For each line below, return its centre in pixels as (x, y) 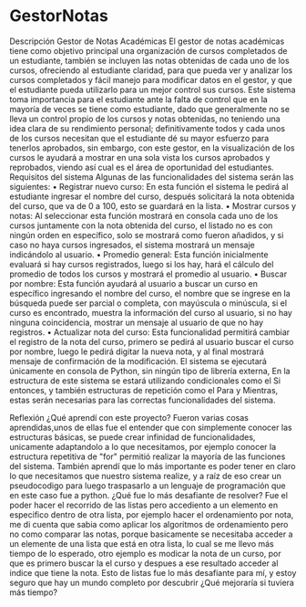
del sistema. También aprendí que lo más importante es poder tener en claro (153, 466)
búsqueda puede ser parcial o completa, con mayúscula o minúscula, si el (148, 303)
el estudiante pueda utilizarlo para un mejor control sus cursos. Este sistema (153, 89)
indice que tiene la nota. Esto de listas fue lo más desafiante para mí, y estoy (153, 572)
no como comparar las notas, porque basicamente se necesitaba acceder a (151, 534)
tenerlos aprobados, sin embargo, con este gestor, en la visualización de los (152, 148)
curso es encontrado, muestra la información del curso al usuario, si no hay (151, 312)
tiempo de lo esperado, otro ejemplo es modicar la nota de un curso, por (145, 553)
